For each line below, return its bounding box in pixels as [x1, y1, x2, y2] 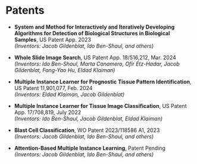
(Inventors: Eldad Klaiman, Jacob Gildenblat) [14, 91, 125, 98]
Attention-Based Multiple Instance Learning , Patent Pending [14, 144, 166, 151]
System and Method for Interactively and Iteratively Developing [14, 23, 175, 30]
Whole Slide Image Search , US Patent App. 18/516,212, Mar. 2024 [14, 54, 177, 61]
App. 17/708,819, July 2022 [14, 109, 82, 116]
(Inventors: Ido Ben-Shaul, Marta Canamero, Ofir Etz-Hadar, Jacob [14, 60, 180, 67]
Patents [5, 4, 45, 17]
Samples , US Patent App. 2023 [14, 36, 92, 43]
